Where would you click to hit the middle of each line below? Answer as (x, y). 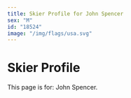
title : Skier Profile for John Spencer (65, 14)
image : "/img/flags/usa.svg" (50, 33)
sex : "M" (20, 20)
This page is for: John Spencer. (53, 87)
